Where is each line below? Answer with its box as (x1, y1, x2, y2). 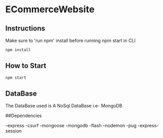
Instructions (5, 24, 45, 33)
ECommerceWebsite (5, 4, 95, 15)
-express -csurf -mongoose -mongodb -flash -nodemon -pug (5, 123, 137, 129)
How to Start (5, 61, 46, 70)
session (5, 128, 22, 134)
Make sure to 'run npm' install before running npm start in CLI (5, 37, 136, 43)
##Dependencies (5, 112, 42, 119)
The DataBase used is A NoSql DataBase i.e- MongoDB (5, 103, 122, 109)
